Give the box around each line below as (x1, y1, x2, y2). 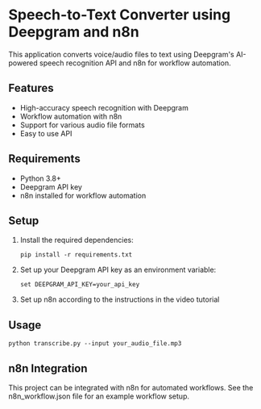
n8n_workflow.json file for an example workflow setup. (8, 391, 189, 401)
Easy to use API (19, 128, 72, 138)
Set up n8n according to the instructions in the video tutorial (19, 294, 220, 304)
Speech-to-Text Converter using (8, 6, 231, 24)
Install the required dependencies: (19, 236, 135, 245)
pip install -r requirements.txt (19, 251, 133, 259)
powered (8, 58, 38, 68)
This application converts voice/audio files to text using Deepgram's (8, 49, 235, 59)
